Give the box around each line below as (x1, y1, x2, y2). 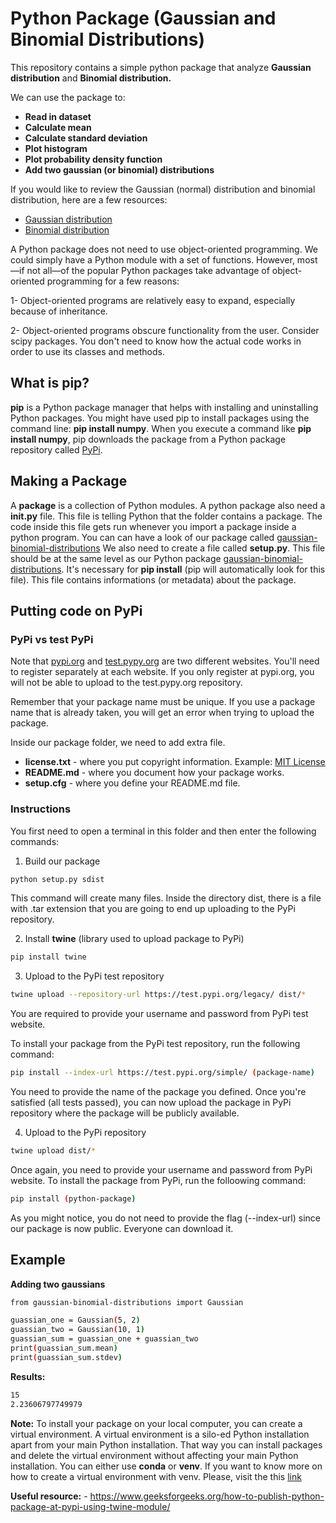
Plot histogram (24, 142, 88, 154)
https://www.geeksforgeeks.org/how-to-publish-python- (89, 1490, 325, 1502)
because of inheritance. (10, 305, 108, 317)
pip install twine (10, 952, 87, 962)
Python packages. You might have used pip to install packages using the (10, 412, 310, 424)
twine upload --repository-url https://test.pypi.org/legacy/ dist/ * (10, 990, 307, 1000)
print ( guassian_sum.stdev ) (10, 1352, 123, 1362)
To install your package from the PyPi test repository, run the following (10, 1038, 301, 1050)
